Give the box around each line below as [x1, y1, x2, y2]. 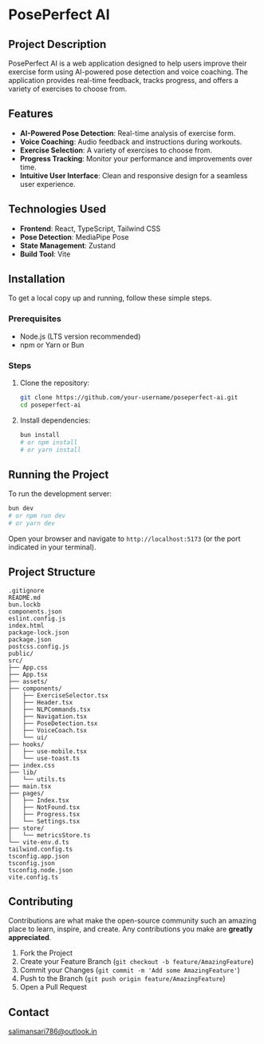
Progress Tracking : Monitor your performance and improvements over [19, 153, 253, 163]
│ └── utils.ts [8, 775, 66, 784]
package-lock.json [8, 629, 69, 637]
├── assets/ [8, 677, 48, 685]
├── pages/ [8, 789, 45, 797]
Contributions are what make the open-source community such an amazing [8, 916, 257, 926]
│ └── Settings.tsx [8, 817, 81, 825]
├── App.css [8, 663, 48, 672]
